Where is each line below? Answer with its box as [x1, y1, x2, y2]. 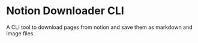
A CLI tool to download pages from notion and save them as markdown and [6, 24, 193, 31]
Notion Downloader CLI [6, 4, 124, 18]
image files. [6, 29, 35, 37]
